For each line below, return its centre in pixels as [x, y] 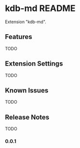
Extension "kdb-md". [26, 22]
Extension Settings [34, 64]
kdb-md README [40, 8]
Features [19, 37]
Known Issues [27, 90]
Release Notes [27, 117]
